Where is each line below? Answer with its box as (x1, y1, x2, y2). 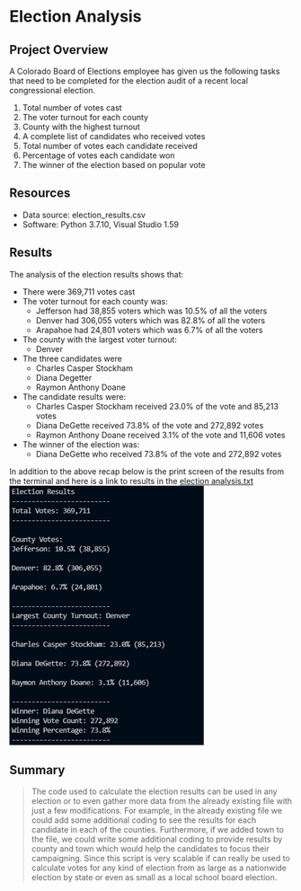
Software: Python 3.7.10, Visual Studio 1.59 (22, 218, 180, 230)
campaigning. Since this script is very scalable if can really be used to (31, 853, 290, 864)
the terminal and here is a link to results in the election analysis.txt (9, 475, 254, 486)
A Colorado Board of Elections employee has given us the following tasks (9, 66, 280, 76)
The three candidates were (22, 353, 123, 364)
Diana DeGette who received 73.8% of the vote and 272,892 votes (35, 448, 282, 459)
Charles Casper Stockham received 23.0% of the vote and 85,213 (35, 401, 279, 411)
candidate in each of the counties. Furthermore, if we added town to (31, 825, 285, 835)
